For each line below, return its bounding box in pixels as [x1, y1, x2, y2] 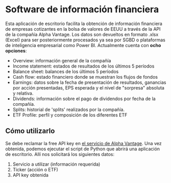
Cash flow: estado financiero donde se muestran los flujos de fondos [12, 74, 158, 80]
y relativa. [12, 90, 34, 96]
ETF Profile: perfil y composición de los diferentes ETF [12, 111, 128, 118]
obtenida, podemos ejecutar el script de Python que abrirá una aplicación [5, 146, 160, 152]
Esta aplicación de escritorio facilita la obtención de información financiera [5, 20, 162, 27]
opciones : [5, 48, 27, 54]
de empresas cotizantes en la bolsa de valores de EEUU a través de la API [5, 26, 161, 32]
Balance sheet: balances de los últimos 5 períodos [12, 68, 119, 75]
